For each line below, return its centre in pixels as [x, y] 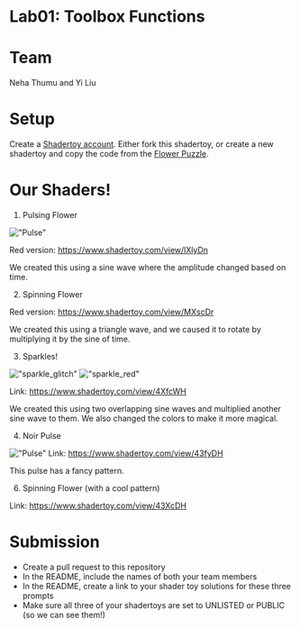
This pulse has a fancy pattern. [67, 471]
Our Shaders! [60, 190]
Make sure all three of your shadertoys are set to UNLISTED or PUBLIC [154, 605]
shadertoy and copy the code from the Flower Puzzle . [109, 154]
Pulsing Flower [50, 215]
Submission [55, 542]
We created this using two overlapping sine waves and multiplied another [145, 409]
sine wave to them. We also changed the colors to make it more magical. [144, 418]
